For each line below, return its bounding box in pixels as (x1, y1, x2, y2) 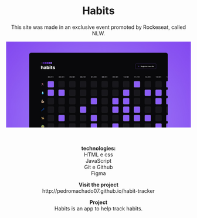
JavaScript (85, 157, 112, 165)
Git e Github (84, 163, 113, 171)
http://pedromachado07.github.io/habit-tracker (42, 187, 155, 194)
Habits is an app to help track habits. (54, 205, 143, 212)
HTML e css (84, 151, 113, 158)
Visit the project (78, 181, 119, 189)
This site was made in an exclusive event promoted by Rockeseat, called (11, 24, 186, 31)
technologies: (81, 145, 116, 152)
